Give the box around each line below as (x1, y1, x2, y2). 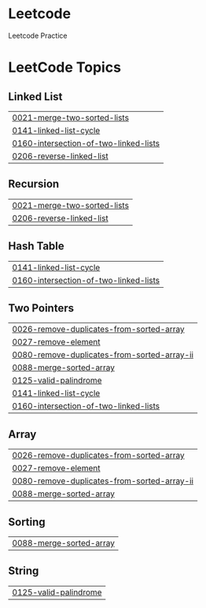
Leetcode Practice (8, 31, 68, 40)
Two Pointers (8, 301, 75, 315)
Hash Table (8, 240, 64, 253)
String (8, 565, 39, 578)
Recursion (8, 177, 60, 191)
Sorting (8, 515, 46, 528)
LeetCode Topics (8, 58, 122, 76)
